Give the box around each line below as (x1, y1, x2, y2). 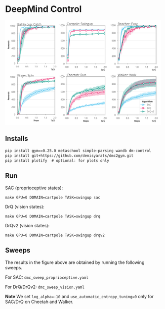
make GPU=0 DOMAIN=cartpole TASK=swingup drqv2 (5, 233, 105, 238)
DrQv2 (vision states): (5, 222, 50, 228)
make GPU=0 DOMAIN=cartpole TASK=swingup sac (5, 195, 100, 200)
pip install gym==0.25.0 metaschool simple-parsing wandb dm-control (5, 148, 152, 153)
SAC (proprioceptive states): (5, 185, 63, 191)
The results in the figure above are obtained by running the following (5, 259, 145, 265)
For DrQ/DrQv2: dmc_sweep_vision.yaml (5, 284, 85, 290)
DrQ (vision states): (5, 204, 44, 209)
